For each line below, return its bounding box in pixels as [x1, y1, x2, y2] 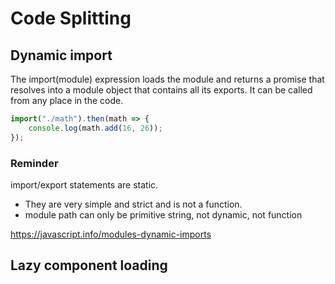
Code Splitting [10, 7, 132, 30]
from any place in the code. [10, 95, 124, 106]
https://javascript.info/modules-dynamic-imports [10, 228, 212, 240]
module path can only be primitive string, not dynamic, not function [24, 208, 303, 221]
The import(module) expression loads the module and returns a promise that [10, 73, 325, 85]
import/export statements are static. [10, 178, 159, 191]
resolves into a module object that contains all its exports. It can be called [10, 84, 313, 96]
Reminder [10, 156, 59, 170]
